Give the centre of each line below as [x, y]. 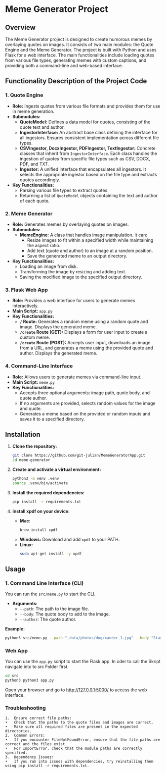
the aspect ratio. [44, 245]
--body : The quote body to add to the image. [65, 614]
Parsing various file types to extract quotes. [64, 190]
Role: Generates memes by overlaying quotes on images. [71, 224]
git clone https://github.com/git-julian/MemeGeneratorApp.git [79, 456]
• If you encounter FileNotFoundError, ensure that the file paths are [83, 740]
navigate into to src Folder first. [37, 667]
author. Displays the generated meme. [59, 353]
